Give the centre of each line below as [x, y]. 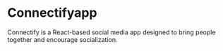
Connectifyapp [52, 13]
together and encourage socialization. [62, 39]
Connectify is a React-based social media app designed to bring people [111, 32]
